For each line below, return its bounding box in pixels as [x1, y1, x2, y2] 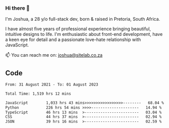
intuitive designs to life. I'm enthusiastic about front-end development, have [5, 31, 163, 37]
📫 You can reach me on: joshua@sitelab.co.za [5, 52, 103, 58]
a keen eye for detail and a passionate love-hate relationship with [5, 36, 141, 42]
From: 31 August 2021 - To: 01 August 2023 [5, 82, 99, 88]
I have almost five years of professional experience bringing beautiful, [5, 26, 151, 32]
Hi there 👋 [5, 5, 30, 12]
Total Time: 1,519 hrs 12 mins [5, 91, 71, 96]
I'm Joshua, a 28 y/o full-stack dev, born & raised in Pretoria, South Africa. [5, 16, 160, 22]
